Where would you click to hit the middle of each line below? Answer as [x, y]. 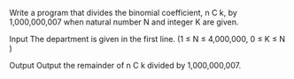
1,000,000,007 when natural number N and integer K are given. [124, 22]
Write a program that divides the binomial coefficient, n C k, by [123, 13]
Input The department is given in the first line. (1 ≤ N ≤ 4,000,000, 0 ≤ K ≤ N [147, 39]
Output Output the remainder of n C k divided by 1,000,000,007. [125, 65]
